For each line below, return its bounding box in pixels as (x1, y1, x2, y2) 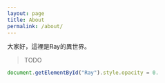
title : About (7, 16, 45, 23)
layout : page (7, 10, 45, 17)
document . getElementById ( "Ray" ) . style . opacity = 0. (7, 69, 159, 76)
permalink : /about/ (7, 23, 64, 29)
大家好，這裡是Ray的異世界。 (7, 43, 91, 51)
